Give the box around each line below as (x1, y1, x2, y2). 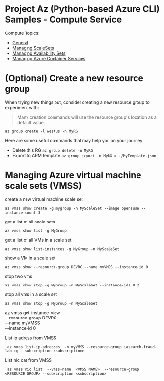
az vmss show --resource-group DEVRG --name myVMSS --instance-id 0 (5, 264, 148, 269)
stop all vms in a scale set (5, 291, 57, 297)
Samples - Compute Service (5, 14, 122, 25)
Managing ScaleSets (12, 45, 54, 51)
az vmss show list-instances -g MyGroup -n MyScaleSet (5, 246, 120, 252)
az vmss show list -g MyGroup (5, 228, 67, 233)
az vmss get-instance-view (5, 309, 60, 316)
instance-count (5, 210, 36, 215)
